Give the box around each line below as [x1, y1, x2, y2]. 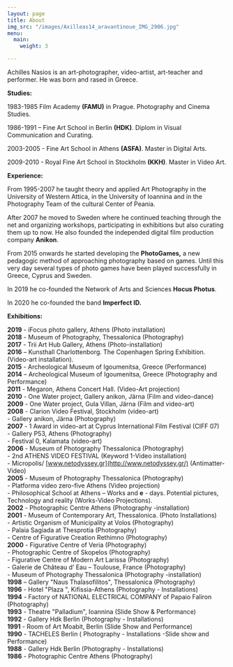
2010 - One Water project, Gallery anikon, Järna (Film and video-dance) [7, 393, 214, 400]
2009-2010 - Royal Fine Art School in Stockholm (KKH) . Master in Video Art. [7, 158, 227, 166]
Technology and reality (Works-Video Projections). [7, 497, 153, 504]
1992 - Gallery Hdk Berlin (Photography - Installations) [7, 615, 164, 623]
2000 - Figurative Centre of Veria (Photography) [7, 541, 147, 549]
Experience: [7, 172, 43, 179]
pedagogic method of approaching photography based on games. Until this [7, 256, 225, 265]
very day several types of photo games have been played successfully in [7, 264, 218, 272]
